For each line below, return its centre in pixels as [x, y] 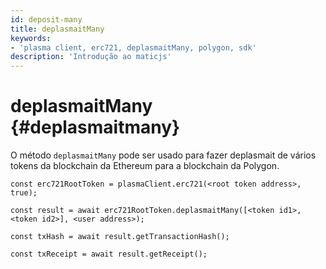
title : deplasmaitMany [57, 29]
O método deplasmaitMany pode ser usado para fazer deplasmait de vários [163, 155]
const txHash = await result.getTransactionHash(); [120, 237]
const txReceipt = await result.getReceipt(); [109, 254]
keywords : [31, 38]
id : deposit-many [46, 19]
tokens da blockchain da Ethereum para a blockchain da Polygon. [145, 166]
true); [24, 193]
